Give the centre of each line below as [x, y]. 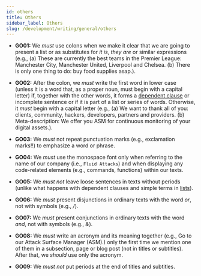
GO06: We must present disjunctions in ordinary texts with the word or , [103, 200]
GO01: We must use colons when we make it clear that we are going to [102, 46]
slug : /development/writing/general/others [61, 29]
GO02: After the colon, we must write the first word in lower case [96, 83]
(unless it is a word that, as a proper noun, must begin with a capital [99, 89]
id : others [20, 12]
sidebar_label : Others [34, 23]
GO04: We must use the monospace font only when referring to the [99, 158]
